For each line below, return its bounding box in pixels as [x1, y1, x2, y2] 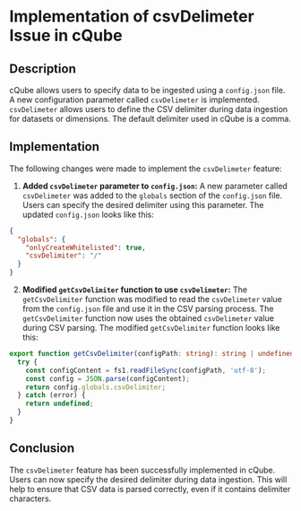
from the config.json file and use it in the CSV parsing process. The [21, 303, 274, 315]
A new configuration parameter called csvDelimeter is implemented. [9, 94, 260, 105]
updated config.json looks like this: [21, 209, 155, 220]
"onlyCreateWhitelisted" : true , [25, 243, 146, 252]
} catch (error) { [17, 391, 87, 400]
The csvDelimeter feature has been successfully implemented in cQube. [9, 464, 276, 475]
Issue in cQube [9, 25, 123, 46]
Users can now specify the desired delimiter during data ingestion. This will [9, 473, 288, 485]
